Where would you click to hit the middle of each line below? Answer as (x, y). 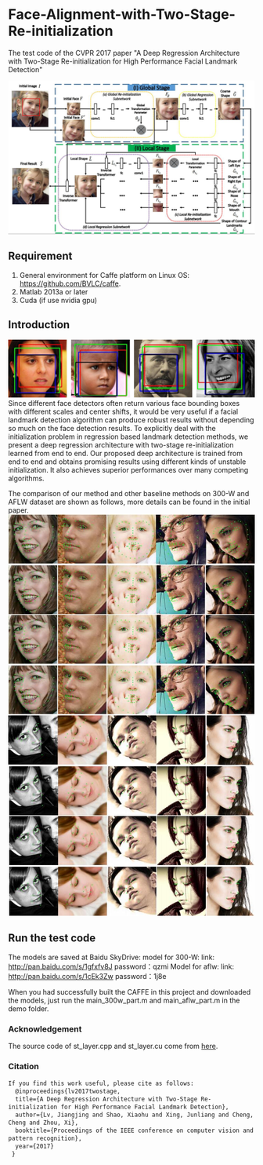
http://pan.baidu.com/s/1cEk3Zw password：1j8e (87, 976)
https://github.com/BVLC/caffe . (70, 283)
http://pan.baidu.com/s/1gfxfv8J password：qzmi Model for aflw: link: (121, 966)
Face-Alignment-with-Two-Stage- (122, 15)
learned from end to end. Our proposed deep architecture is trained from (125, 454)
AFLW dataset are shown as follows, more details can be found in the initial (129, 502)
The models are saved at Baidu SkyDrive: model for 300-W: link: (112, 957)
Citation (23, 1066)
